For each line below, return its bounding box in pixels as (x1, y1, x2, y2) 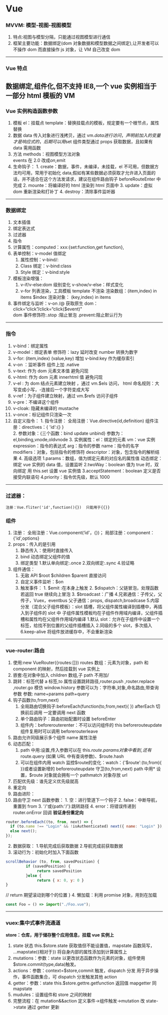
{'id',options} (12, 535, 39, 541)
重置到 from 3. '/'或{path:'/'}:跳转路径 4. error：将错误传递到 (12, 803, 136, 809)
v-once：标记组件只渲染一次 (12, 411, 72, 417)
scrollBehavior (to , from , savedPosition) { (5, 859, 100, 865)
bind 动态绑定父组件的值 (20, 554, 70, 560)
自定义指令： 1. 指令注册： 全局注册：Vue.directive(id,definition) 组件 (12, 418, 155, 424)
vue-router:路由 (5, 647, 45, 654)
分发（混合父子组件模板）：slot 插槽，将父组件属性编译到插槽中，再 (20, 604, 159, 610)
